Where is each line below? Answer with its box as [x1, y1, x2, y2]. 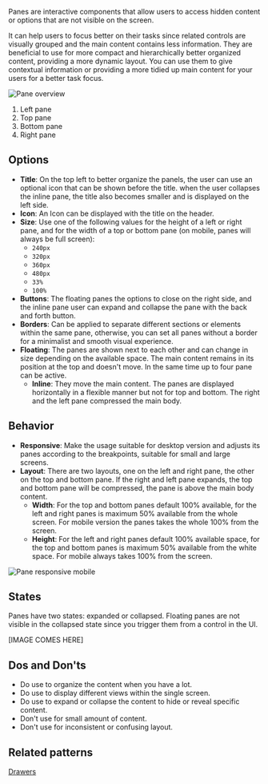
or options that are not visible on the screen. [8, 15, 154, 25]
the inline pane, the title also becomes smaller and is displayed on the [19, 192, 250, 201]
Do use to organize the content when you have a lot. [19, 680, 193, 689]
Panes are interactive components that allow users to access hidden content [8, 7, 261, 16]
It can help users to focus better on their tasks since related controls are [8, 31, 246, 40]
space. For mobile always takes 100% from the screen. [31, 551, 213, 560]
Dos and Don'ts [8, 658, 86, 672]
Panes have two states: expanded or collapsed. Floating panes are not [8, 611, 240, 620]
